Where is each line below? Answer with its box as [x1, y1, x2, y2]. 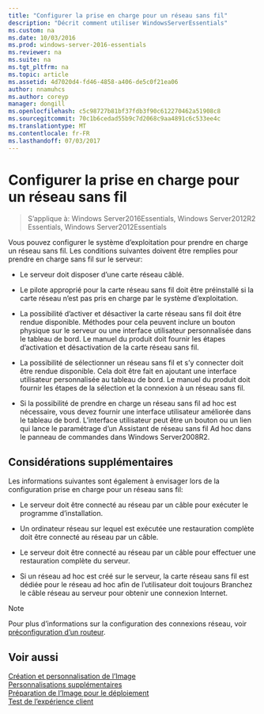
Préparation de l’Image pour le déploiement [8, 689, 149, 698]
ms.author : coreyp [8, 93, 69, 101]
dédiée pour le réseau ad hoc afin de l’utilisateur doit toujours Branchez [19, 580, 253, 590]
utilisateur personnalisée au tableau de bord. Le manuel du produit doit [19, 375, 251, 384]
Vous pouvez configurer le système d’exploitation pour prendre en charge [8, 238, 249, 247]
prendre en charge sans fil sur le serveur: [8, 254, 143, 264]
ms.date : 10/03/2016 [8, 33, 77, 42]
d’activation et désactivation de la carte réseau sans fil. [19, 342, 199, 353]
